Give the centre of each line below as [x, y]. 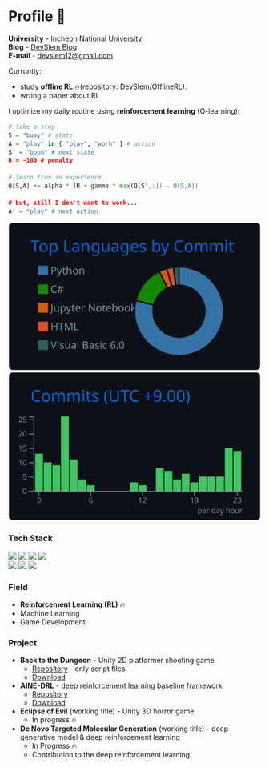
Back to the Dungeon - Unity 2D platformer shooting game [117, 661]
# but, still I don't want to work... [73, 203]
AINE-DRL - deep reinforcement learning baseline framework [121, 686]
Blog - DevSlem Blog [43, 46]
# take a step [32, 126]
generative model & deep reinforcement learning [100, 737]
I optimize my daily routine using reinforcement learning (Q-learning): [124, 110]
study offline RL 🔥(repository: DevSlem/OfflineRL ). [103, 86]
